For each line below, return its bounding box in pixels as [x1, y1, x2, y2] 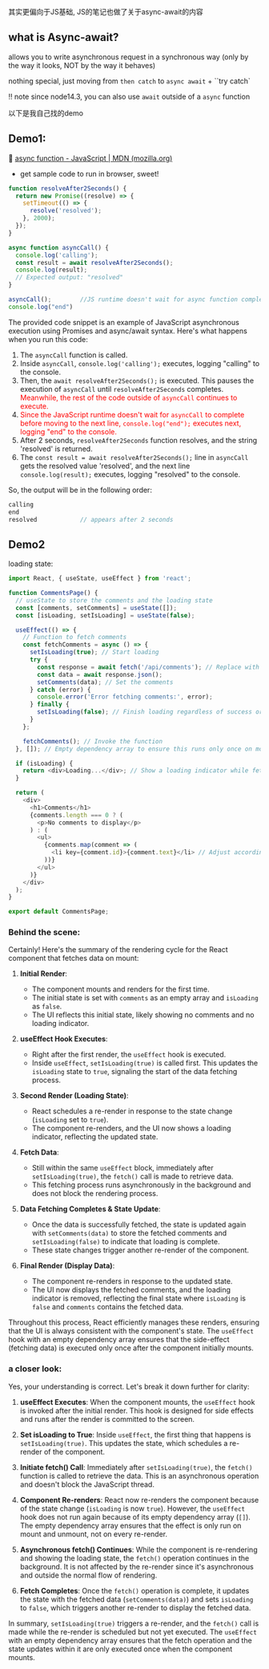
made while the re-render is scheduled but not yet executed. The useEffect [8, 1626, 258, 1636]
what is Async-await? [8, 31, 119, 44]
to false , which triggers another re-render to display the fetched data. [19, 1602, 251, 1612]
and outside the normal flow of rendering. [19, 1570, 158, 1580]
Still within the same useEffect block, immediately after [31, 1163, 214, 1173]
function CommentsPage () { [8, 589, 98, 597]
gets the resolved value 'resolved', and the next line [19, 461, 191, 470]
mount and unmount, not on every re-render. [19, 1529, 168, 1539]
